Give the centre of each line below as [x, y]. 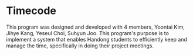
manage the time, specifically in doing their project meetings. [80, 46]
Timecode [31, 11]
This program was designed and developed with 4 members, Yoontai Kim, [95, 27]
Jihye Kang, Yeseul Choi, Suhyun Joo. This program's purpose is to [87, 33]
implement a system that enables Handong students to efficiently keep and [97, 39]
